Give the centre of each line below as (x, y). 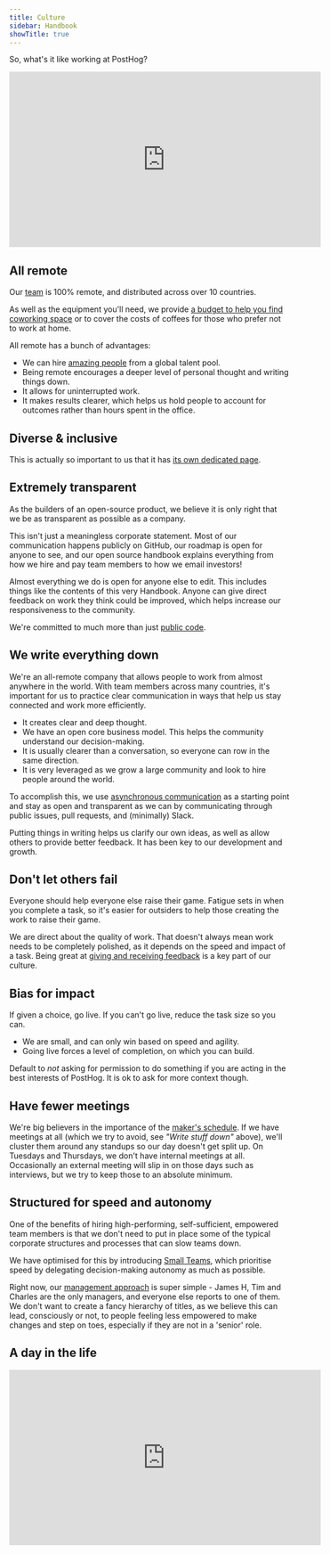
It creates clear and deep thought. (85, 722)
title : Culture (37, 17)
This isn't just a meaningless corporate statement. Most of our (123, 536)
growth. (24, 851)
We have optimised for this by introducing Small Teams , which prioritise (141, 1260)
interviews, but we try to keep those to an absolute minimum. (121, 1175)
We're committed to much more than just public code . (108, 627)
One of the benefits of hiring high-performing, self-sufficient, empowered (144, 1224)
